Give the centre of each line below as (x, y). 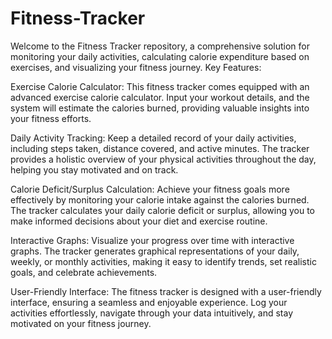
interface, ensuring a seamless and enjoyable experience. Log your (149, 302)
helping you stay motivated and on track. (94, 169)
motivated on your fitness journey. (81, 323)
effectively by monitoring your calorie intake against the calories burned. (160, 199)
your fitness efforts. (51, 118)
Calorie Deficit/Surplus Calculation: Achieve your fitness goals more (150, 189)
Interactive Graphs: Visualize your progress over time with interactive (152, 240)
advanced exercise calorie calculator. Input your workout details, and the (160, 97)
